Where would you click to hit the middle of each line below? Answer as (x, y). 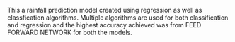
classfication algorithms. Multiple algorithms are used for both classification (118, 17)
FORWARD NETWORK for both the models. (70, 32)
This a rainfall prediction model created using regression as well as (105, 10)
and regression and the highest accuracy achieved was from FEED (104, 25)
